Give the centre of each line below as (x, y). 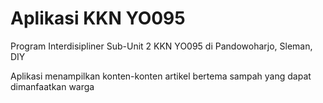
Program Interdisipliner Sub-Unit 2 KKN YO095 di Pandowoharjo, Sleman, (161, 46)
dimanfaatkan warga (52, 86)
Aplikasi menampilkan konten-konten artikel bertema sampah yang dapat (161, 76)
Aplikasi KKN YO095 (98, 18)
